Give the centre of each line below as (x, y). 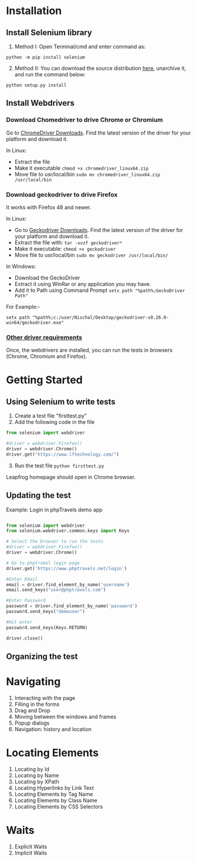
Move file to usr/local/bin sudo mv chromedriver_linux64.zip (87, 174)
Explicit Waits (31, 846)
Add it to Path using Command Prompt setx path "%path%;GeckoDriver (100, 290)
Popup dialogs (32, 723)
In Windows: (21, 266)
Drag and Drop (33, 710)
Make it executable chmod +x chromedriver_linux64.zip (81, 168)
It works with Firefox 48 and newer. (49, 207)
